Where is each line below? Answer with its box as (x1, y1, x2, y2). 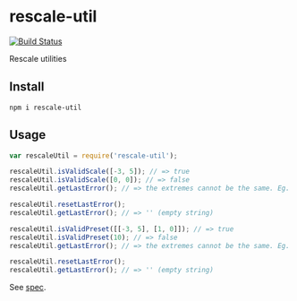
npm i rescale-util (9, 103, 82, 112)
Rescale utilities (9, 53, 67, 64)
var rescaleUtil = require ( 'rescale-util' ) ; (9, 150, 178, 160)
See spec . (9, 282, 47, 293)
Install (9, 79, 45, 95)
